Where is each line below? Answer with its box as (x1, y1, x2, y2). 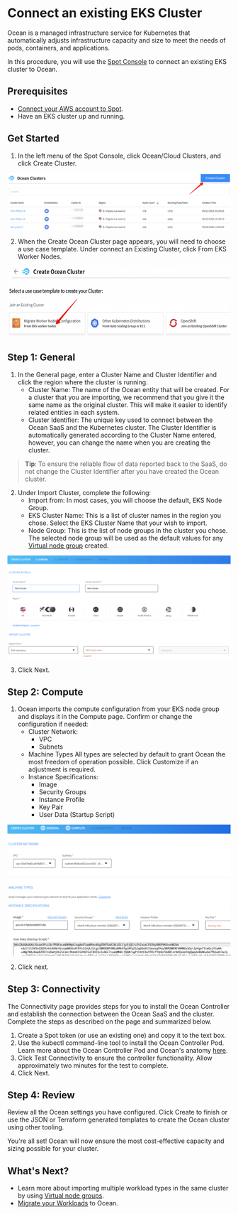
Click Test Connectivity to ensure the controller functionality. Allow (17, 1053, 212, 1062)
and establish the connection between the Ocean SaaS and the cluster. (7, 1009, 215, 1018)
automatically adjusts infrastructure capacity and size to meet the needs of (7, 36, 227, 44)
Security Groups (38, 788, 87, 796)
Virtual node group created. (28, 541, 109, 550)
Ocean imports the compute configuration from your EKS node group (17, 705, 220, 713)
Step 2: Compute (7, 686, 84, 698)
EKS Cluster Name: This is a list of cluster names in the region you (28, 511, 222, 519)
